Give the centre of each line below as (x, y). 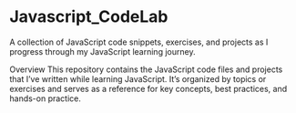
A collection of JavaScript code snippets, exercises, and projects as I (139, 42)
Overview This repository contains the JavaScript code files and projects (146, 69)
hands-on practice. (46, 98)
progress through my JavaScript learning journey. (102, 51)
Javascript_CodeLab (89, 17)
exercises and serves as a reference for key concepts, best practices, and (148, 88)
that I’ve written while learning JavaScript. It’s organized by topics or (138, 78)
